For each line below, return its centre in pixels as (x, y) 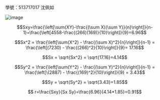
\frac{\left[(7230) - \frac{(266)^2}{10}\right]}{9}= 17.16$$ (85, 47)
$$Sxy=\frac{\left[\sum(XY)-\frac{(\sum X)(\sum (67, 27)
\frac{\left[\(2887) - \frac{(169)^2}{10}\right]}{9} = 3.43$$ (85, 72)
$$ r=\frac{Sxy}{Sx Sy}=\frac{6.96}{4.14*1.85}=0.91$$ (85, 92)
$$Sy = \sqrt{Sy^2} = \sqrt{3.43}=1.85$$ (85, 82)
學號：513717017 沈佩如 (30, 7)
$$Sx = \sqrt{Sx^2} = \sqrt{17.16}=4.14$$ (85, 57)
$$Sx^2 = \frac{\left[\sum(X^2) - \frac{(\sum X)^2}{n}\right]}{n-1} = (85, 42)
